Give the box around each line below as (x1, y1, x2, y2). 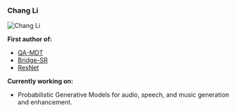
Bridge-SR (17, 56, 48, 64)
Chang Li (7, 6, 39, 15)
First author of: (7, 35, 53, 43)
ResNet (17, 64, 39, 72)
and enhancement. (17, 98, 73, 106)
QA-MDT (17, 48, 44, 57)
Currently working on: (7, 77, 74, 85)
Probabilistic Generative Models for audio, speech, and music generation (17, 90, 230, 99)
